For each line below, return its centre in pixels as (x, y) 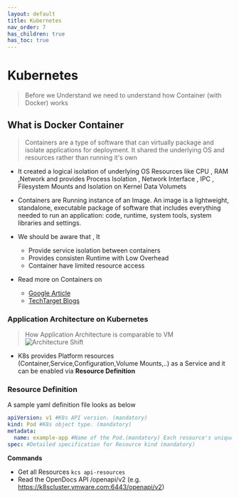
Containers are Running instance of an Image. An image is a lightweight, (123, 200)
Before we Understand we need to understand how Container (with (123, 95)
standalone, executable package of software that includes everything (119, 208)
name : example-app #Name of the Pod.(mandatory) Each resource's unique (124, 438)
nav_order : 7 (27, 27)
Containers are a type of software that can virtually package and (119, 142)
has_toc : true (28, 41)
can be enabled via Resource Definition (76, 371)
